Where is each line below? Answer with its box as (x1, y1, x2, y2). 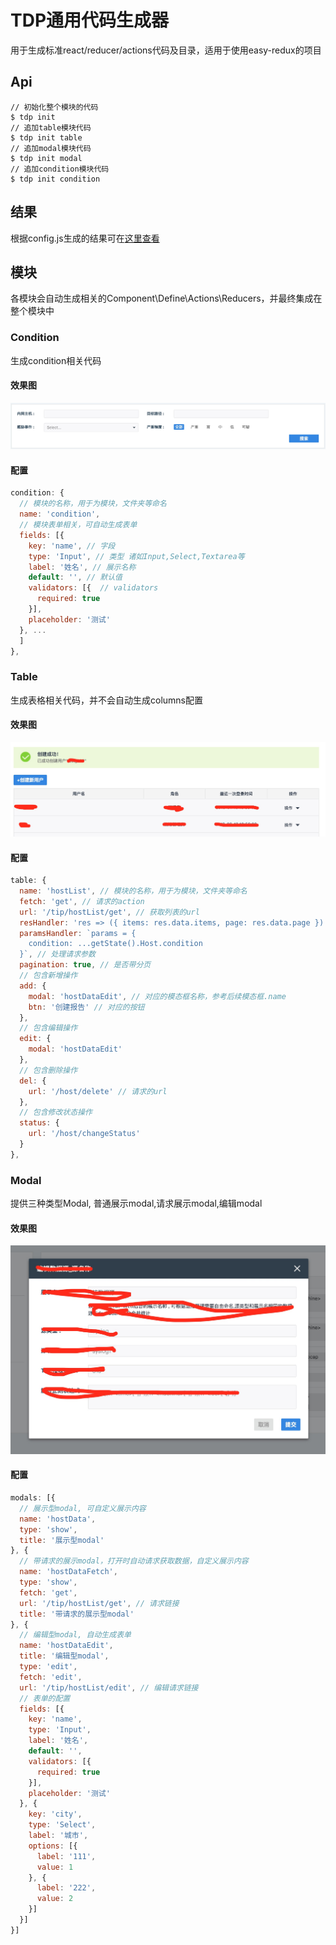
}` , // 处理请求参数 (19, 949, 96, 960)
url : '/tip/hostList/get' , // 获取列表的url (19, 907, 200, 917)
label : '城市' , (28, 1831, 89, 1841)
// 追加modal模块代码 (10, 143, 92, 153)
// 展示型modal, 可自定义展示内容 (19, 1503, 147, 1513)
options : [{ (28, 1841, 78, 1851)
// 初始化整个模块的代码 (10, 102, 99, 112)
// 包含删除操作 (19, 1065, 78, 1075)
